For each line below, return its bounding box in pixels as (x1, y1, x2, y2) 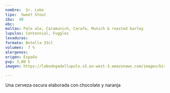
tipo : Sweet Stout (5, 12, 47, 17)
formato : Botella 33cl (5, 40, 53, 45)
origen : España (5, 54, 37, 60)
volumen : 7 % (5, 45, 35, 50)
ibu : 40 (5, 17, 24, 22)
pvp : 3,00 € (5, 59, 30, 64)
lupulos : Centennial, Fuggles (5, 31, 69, 36)
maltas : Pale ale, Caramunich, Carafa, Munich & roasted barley (5, 26, 144, 31)
